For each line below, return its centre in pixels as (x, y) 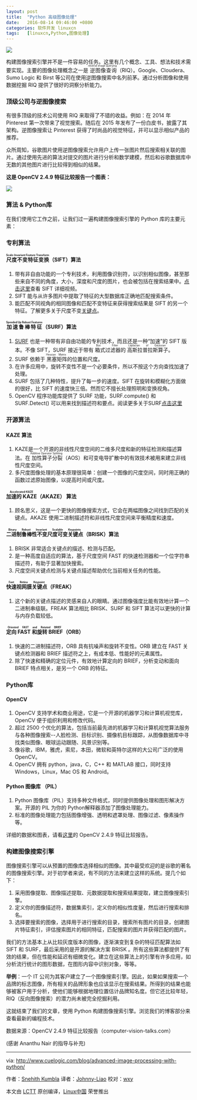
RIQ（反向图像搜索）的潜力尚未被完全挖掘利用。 (64, 998)
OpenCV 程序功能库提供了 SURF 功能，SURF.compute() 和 (85, 396)
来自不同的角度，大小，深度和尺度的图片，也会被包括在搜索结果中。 (102, 281)
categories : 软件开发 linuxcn (41, 28)
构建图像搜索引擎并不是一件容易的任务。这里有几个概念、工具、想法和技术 (96, 62)
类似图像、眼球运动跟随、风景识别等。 (66, 742)
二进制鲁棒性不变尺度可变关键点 (45, 534)
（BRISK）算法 (101, 534)
